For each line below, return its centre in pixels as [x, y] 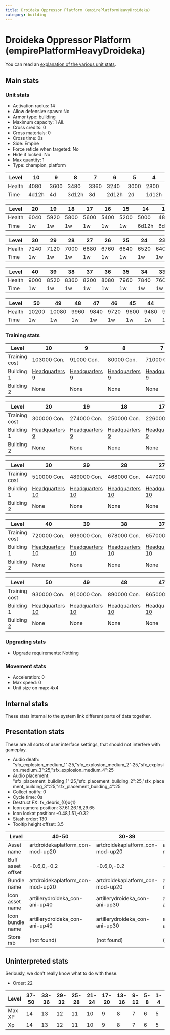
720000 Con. [48, 536]
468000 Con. [124, 477]
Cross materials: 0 [32, 133]
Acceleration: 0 [28, 677]
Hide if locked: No [31, 155]
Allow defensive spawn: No [41, 112]
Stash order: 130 [30, 819]
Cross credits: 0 [29, 128]
